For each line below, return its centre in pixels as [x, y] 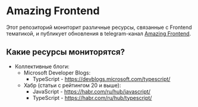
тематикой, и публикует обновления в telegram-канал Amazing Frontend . [99, 33]
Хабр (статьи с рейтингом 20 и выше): [72, 85]
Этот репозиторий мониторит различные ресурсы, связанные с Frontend [99, 27]
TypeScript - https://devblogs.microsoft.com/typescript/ [101, 79]
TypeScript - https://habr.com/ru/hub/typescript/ [92, 98]
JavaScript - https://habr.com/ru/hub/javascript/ [91, 91]
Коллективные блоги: [42, 66]
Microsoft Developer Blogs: [57, 73]
